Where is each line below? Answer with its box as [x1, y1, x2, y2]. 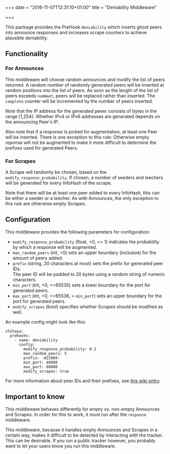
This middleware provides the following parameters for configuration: [5, 229, 150, 235]
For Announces [5, 65, 44, 72]
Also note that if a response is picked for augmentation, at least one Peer [5, 128, 158, 134]
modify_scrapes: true [23, 368, 70, 374]
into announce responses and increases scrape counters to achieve [5, 30, 147, 35]
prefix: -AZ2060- [23, 355, 60, 360]
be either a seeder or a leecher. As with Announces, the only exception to [5, 195, 159, 201]
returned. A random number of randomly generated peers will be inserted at [5, 81, 164, 88]
